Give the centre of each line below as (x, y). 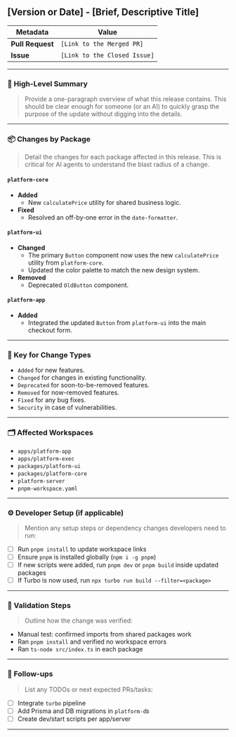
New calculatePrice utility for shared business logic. (104, 202)
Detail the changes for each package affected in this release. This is (123, 157)
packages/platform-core (52, 474)
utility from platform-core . (66, 263)
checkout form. (50, 331)
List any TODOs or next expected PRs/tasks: (88, 689)
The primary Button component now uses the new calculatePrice (123, 255)
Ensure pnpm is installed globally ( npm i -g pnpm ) (87, 557)
